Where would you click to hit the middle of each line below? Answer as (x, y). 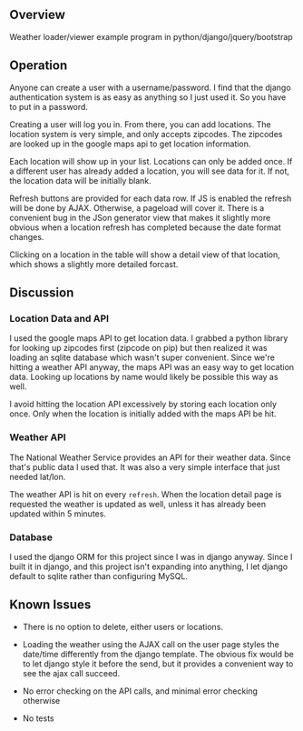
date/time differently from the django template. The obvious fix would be (158, 654)
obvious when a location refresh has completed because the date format (145, 227)
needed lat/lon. (38, 476)
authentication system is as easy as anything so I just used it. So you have (148, 97)
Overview (38, 15)
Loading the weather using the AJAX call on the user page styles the (151, 644)
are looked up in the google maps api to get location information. (130, 144)
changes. (27, 236)
